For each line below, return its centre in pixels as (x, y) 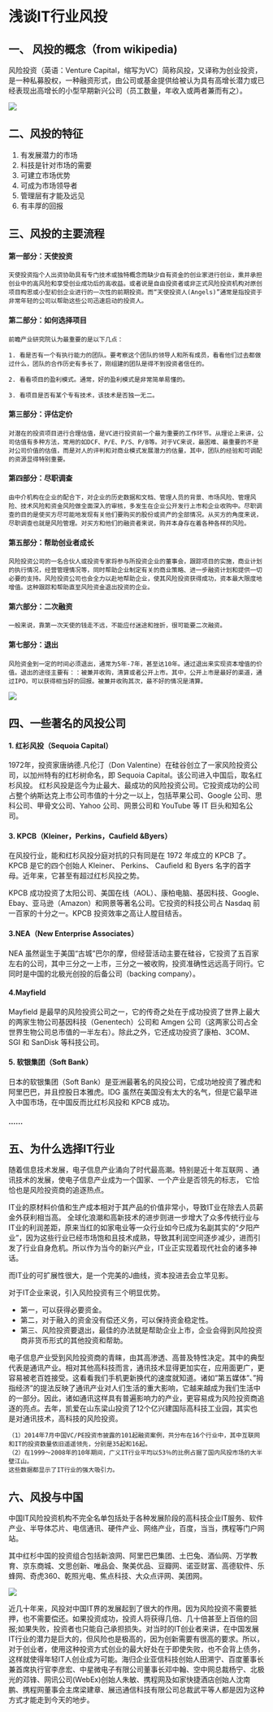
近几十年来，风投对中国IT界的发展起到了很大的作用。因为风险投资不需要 (129, 1609)
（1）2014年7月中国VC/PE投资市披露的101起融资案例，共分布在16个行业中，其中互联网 (134, 1436)
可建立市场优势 (45, 175)
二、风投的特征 (46, 134)
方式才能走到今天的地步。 (51, 1700)
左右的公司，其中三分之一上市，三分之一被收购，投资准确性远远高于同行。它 (136, 963)
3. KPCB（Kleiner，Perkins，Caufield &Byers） (90, 836)
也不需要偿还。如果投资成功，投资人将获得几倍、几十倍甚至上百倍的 (136, 1619)
